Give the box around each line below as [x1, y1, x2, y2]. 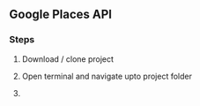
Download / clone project [21, 53, 115, 64]
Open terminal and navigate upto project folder [21, 71, 192, 81]
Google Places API [9, 7, 113, 22]
